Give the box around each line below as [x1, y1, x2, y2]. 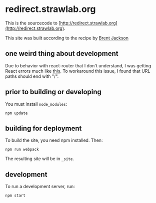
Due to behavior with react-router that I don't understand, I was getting [5, 62, 151, 68]
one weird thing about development [5, 49, 118, 58]
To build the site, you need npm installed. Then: [5, 137, 103, 143]
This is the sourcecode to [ [5, 20, 60, 26]
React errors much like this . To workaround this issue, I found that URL [5, 68, 150, 74]
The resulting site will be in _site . [5, 156, 74, 162]
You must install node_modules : [5, 101, 67, 107]
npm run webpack [5, 147, 39, 152]
